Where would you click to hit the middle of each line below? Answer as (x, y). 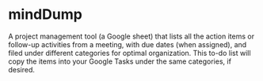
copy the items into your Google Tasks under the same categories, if (120, 61)
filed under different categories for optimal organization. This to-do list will (130, 53)
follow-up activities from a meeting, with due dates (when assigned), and (128, 44)
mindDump (46, 15)
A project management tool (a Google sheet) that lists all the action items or (131, 36)
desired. (22, 69)
